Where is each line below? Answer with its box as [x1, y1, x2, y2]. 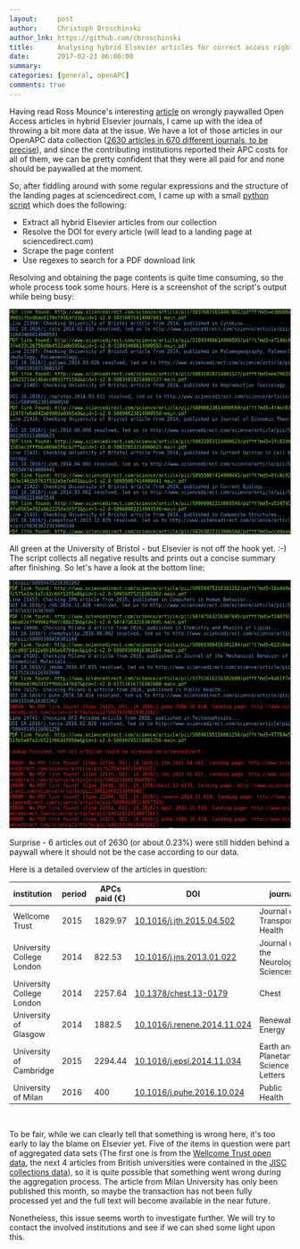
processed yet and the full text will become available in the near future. [9, 1195, 271, 1206]
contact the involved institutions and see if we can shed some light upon [9, 1222, 276, 1233]
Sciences [258, 966, 294, 976]
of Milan [12, 1092, 43, 1102]
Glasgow [12, 1029, 46, 1040]
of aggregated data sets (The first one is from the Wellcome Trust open [9, 1148, 271, 1159]
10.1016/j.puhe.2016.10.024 [134, 1087, 246, 1098]
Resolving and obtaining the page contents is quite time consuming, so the [9, 272, 284, 283]
